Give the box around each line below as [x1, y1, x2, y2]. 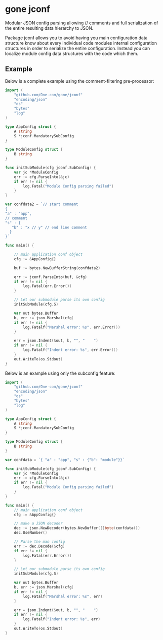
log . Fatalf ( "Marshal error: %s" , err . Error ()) [23, 325, 121, 330]
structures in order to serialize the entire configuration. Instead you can [5, 45, 150, 51]
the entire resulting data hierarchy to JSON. [5, 25, 94, 31]
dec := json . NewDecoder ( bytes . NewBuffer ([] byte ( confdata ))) [14, 525, 140, 531]
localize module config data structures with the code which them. [5, 51, 139, 57]
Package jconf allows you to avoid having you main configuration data [5, 35, 148, 41]
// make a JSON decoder [14, 521, 63, 526]
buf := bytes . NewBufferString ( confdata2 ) [14, 265, 100, 271]
